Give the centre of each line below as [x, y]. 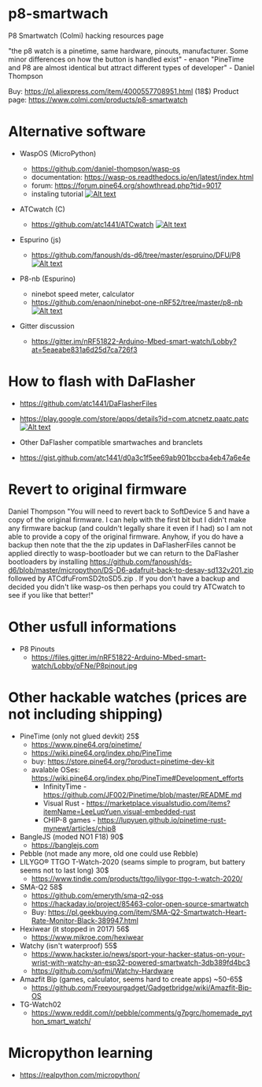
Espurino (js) [40, 239]
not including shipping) [86, 714]
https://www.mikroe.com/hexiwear [87, 937]
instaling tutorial [57, 193]
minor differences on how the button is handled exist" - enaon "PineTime [126, 59]
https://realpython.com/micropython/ [79, 1074]
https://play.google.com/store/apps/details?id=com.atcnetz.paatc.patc [134, 418]
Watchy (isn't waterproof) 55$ [68, 945]
